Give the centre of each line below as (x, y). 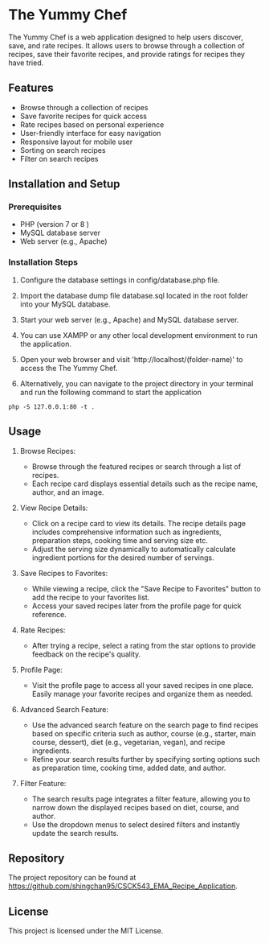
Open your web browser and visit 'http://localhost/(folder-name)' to (131, 359)
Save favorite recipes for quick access (83, 116)
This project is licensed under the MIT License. (86, 931)
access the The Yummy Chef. (69, 368)
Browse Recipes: (48, 451)
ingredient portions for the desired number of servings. (123, 558)
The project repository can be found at (72, 878)
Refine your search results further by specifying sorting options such (146, 759)
